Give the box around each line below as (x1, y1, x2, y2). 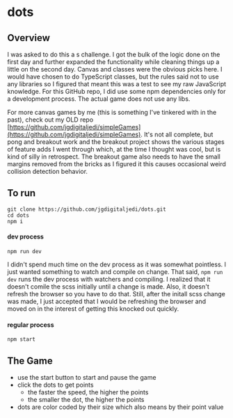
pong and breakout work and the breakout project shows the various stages (7, 138, 225, 146)
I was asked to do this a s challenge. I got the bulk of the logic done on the (7, 50, 220, 58)
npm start (7, 336, 36, 343)
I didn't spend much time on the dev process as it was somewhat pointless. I (7, 260, 227, 268)
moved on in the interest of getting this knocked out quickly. (7, 305, 179, 313)
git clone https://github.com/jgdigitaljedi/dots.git (7, 206, 167, 213)
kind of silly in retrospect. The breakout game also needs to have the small (7, 152, 220, 161)
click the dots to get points (17, 380, 94, 389)
